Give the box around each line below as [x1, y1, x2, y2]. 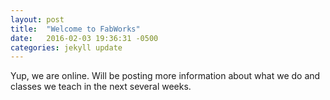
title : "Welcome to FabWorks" [10, 24, 141, 34]
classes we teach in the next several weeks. [10, 81, 192, 93]
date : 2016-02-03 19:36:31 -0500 [10, 33, 159, 43]
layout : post [10, 14, 65, 25]
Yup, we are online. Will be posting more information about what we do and [10, 70, 321, 82]
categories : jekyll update [10, 42, 123, 53]
